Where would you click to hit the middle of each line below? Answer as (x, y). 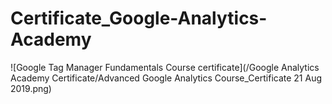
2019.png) (31, 88)
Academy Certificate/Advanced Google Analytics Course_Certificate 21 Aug (166, 78)
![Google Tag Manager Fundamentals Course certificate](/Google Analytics (165, 67)
